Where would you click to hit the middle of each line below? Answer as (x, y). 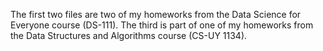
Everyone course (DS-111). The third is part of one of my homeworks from (162, 25)
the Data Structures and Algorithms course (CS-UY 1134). (129, 35)
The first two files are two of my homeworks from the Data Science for (156, 14)
